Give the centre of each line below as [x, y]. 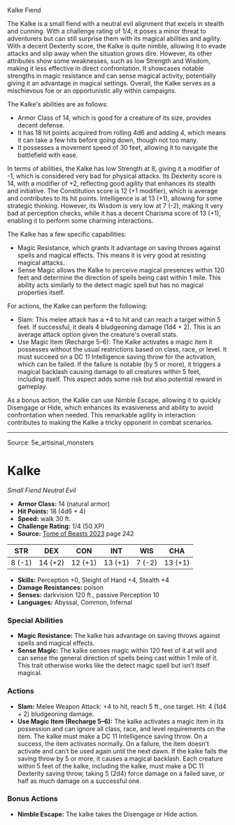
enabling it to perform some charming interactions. [80, 221]
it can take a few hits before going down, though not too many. [107, 140]
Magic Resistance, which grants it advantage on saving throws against [119, 248]
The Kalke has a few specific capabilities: [67, 234]
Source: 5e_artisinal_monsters [51, 443]
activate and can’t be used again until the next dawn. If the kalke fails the [122, 751]
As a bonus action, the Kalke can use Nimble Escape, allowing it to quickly [114, 400]
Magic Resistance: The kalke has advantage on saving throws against [119, 636]
